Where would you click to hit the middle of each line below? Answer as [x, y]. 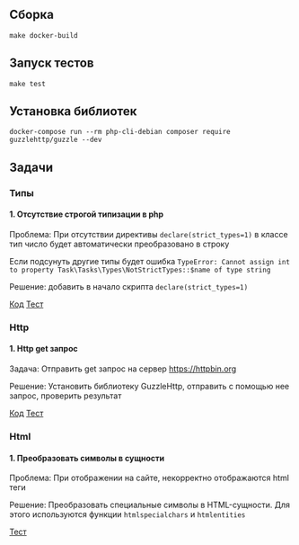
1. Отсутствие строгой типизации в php [87, 214]
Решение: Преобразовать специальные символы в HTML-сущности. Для [149, 505]
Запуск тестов [52, 63]
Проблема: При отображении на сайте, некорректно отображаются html [149, 478]
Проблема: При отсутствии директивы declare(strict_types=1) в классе [149, 234]
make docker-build [44, 35]
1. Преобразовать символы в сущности [87, 458]
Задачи [31, 167]
